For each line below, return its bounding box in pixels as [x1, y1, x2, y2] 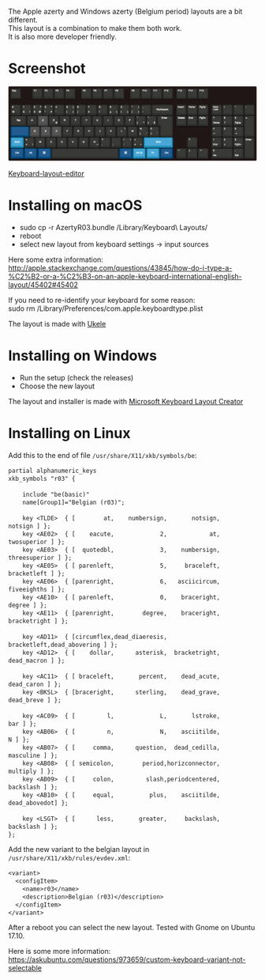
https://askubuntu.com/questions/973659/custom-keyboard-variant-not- [8, 955, 246, 964]
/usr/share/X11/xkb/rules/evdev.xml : [8, 853, 131, 862]
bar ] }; [8, 720, 37, 728]
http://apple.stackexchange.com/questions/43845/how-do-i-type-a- [8, 263, 233, 272]
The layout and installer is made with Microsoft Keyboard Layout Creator [8, 396, 244, 406]
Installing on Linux [8, 425, 131, 442]
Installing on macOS [8, 197, 143, 214]
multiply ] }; [8, 767, 55, 775]
